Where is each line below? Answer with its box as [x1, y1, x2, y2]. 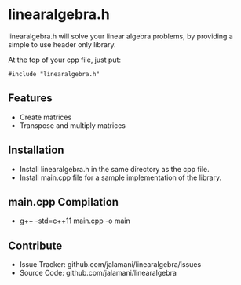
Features [8, 92, 53, 105]
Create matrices [19, 112, 72, 122]
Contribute [8, 239, 63, 252]
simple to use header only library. [8, 39, 116, 49]
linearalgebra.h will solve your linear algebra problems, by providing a [8, 31, 233, 41]
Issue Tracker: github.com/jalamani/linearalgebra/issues [19, 260, 202, 269]
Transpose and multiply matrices [19, 120, 126, 130]
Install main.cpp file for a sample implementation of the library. [19, 173, 222, 182]
